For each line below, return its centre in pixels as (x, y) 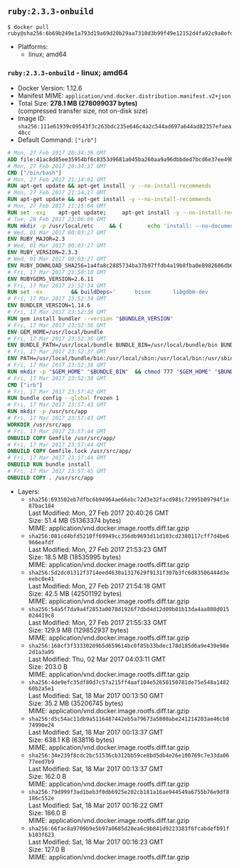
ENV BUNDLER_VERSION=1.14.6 (49, 306)
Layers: (28, 491)
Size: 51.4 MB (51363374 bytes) (75, 520)
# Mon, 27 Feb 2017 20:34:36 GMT (57, 153)
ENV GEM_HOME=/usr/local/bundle (55, 332)
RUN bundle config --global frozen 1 (63, 398)
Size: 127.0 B (47, 849)
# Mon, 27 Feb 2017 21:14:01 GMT (57, 179)
